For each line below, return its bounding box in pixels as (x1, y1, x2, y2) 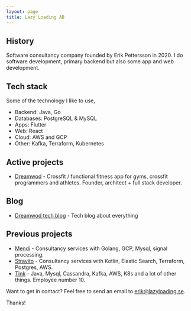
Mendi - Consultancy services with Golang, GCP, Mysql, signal (14, 245, 167, 252)
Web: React (14, 128, 43, 135)
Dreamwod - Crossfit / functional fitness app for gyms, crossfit (14, 173, 168, 180)
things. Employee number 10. (14, 276, 86, 283)
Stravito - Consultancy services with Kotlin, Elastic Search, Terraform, (14, 257, 185, 264)
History (6, 36, 34, 46)
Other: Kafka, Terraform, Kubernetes (14, 140, 105, 147)
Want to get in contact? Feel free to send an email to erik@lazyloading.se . (6, 287, 186, 294)
